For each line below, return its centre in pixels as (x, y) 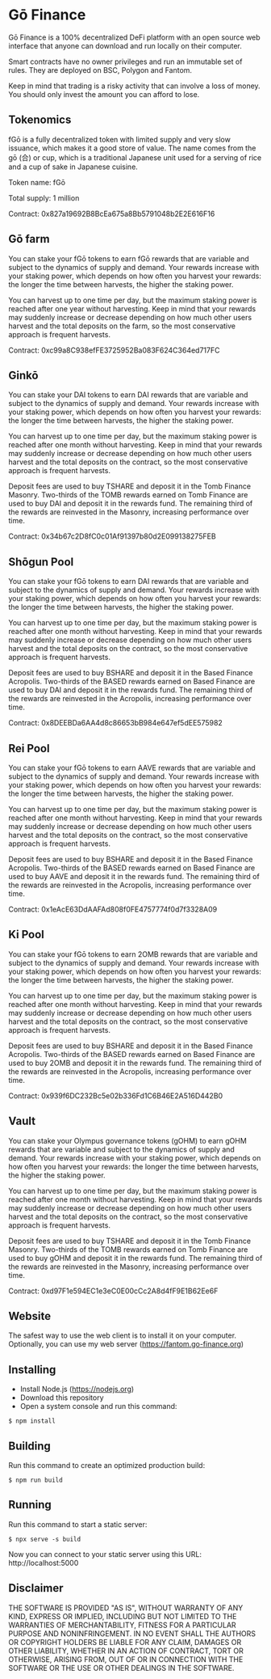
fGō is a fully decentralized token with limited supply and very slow (120, 139)
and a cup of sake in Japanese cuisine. (73, 167)
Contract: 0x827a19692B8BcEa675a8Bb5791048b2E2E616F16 (112, 214)
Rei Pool (29, 749)
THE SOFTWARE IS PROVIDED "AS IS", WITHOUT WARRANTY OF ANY (126, 1608)
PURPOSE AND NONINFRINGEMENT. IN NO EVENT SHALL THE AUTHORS (132, 1633)
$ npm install (32, 1421)
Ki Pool (26, 935)
